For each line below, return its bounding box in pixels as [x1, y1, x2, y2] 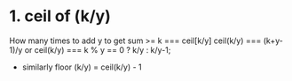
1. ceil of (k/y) [9, 6, 111, 26]
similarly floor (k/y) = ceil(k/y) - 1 [21, 62, 142, 72]
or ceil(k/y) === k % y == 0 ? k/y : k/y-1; [24, 44, 171, 55]
